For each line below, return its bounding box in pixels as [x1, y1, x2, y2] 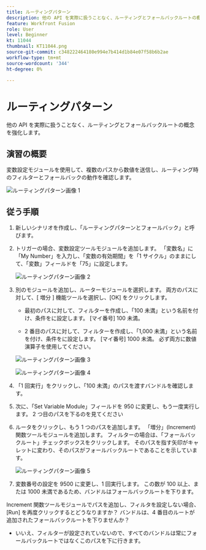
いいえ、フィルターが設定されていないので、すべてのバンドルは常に [15, 529, 187, 536]
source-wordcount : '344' [6, 60, 70, 66]
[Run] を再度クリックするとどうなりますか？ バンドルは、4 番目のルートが [6, 508, 195, 516]
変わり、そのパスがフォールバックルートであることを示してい [36, 446, 193, 454]
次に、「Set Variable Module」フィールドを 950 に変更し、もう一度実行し [15, 403, 200, 410]
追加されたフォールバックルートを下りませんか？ [6, 516, 130, 524]
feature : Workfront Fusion [6, 20, 75, 26]
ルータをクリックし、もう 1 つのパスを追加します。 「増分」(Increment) [15, 423, 196, 430]
